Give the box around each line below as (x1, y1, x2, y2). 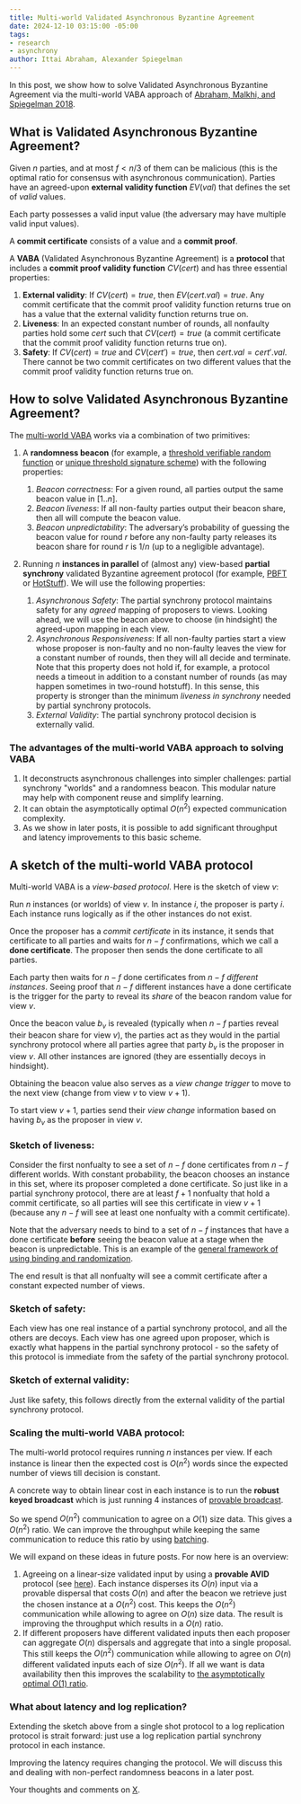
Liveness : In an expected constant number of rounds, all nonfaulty (22, 318, 270, 329)
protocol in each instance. (9, 1740, 106, 1751)
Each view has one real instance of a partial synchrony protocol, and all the (9, 1322, 288, 1334)
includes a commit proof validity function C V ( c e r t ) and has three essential (9, 262, 288, 273)
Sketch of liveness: (9, 1138, 95, 1151)
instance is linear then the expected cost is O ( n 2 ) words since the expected (9, 1456, 288, 1469)
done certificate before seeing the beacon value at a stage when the (9, 1234, 264, 1245)
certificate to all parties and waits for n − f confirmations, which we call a (9, 935, 279, 946)
